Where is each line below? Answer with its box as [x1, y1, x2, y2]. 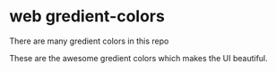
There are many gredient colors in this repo [9, 36, 169, 46]
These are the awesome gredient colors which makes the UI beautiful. [9, 52, 269, 63]
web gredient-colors [9, 6, 166, 27]
